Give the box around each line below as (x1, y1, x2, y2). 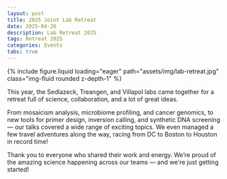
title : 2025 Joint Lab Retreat (7, 16, 97, 23)
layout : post (7, 10, 45, 17)
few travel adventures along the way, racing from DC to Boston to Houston (7, 130, 217, 138)
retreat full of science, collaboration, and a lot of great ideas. (7, 95, 178, 103)
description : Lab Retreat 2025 (7, 29, 97, 36)
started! (7, 165, 29, 174)
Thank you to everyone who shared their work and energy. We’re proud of (7, 150, 217, 158)
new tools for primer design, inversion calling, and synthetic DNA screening (7, 115, 221, 123)
